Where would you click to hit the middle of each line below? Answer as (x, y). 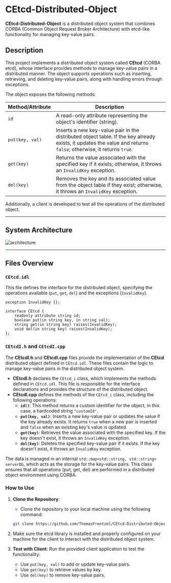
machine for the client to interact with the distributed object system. (84, 539)
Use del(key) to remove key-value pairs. (63, 575)
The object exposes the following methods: (51, 94)
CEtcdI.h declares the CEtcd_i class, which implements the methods (84, 378)
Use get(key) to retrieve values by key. (61, 569)
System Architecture (39, 230)
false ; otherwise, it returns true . (94, 149)
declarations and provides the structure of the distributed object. (80, 389)
